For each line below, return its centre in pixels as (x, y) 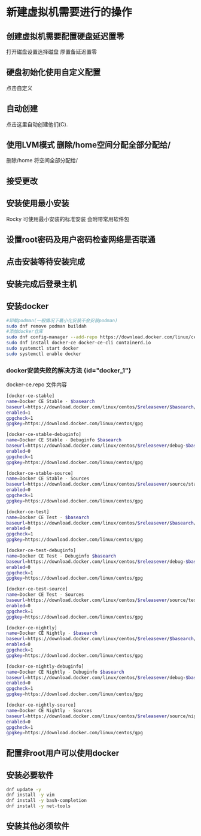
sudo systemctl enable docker (44, 354)
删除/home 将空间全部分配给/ (42, 160)
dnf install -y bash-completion (46, 801)
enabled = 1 (19, 413)
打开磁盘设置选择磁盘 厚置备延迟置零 (51, 52)
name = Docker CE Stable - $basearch (51, 401)
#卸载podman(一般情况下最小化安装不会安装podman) (62, 320)
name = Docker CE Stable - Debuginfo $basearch (64, 440)
